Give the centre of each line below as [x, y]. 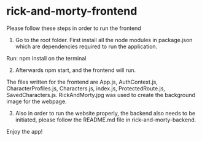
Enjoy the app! [25, 131]
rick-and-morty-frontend [72, 11]
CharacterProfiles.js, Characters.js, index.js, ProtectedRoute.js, [86, 88]
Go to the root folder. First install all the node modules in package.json [104, 40]
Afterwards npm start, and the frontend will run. [76, 70]
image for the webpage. [37, 101]
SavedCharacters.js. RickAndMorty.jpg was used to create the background [101, 95]
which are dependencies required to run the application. [86, 46]
